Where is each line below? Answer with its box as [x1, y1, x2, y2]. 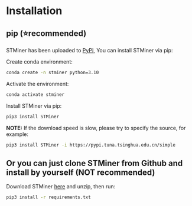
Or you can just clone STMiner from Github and [6, 158, 183, 168]
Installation [6, 4, 63, 18]
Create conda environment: [6, 58, 73, 65]
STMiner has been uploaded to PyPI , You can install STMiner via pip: [6, 47, 173, 54]
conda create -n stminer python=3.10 [6, 69, 99, 75]
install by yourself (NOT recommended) [6, 167, 155, 177]
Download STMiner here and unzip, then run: [6, 183, 116, 190]
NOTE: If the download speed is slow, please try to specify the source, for [6, 124, 186, 131]
